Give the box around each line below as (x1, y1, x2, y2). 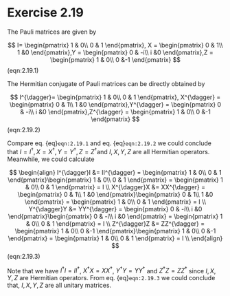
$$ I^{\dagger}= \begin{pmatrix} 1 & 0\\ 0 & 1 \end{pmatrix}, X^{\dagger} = (10, 93, 221, 101)
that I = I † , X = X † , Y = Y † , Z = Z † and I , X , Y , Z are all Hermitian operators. (7, 146, 210, 156)
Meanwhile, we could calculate (7, 155, 95, 163)
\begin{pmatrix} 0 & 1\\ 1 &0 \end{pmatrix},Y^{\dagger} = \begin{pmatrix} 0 (9, 100, 222, 108)
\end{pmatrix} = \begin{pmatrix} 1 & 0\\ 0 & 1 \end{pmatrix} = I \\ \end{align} (8, 234, 223, 242)
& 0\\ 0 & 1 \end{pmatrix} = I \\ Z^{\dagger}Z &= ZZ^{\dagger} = (25, 219, 205, 228)
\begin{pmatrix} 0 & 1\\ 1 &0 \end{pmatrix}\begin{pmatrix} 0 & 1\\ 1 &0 (17, 190, 214, 198)
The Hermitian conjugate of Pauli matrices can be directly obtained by (7, 79, 205, 87)
